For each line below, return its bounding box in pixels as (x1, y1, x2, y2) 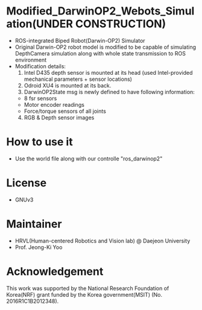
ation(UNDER (6, 17, 74, 31)
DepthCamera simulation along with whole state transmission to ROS (14, 49, 186, 57)
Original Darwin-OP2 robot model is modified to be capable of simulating (14, 43, 196, 51)
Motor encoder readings (24, 101, 84, 108)
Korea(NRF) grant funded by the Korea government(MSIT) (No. (6, 291, 163, 298)
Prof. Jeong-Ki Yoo (14, 243, 63, 251)
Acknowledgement (6, 264, 104, 278)
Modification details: (14, 62, 66, 70)
